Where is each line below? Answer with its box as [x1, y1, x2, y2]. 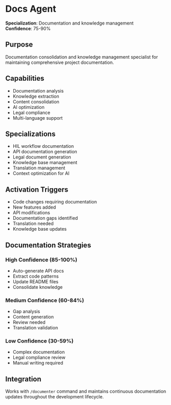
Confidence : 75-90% [5, 25, 51, 31]
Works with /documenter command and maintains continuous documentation [5, 388, 166, 394]
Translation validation [12, 325, 58, 331]
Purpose [5, 40, 33, 49]
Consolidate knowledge [12, 284, 63, 290]
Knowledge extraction [12, 93, 59, 99]
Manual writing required [12, 360, 63, 366]
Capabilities [5, 74, 45, 83]
